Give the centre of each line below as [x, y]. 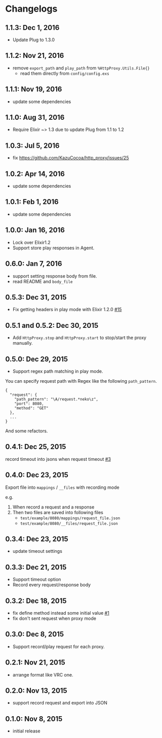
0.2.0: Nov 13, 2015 [36, 691]
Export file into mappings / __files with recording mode [63, 487]
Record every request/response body [52, 585]
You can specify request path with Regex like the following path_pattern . [81, 381]
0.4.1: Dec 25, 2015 [36, 447]
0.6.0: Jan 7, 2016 [34, 264]
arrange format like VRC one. [43, 675]
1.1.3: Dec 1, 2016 [32, 28]
